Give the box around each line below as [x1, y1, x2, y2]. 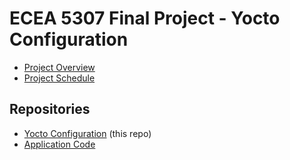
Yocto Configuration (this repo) [23, 127, 152, 139]
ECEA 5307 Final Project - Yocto [9, 7, 281, 30]
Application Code [23, 138, 96, 150]
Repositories [9, 101, 91, 118]
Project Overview [23, 61, 96, 73]
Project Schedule [23, 72, 96, 84]
